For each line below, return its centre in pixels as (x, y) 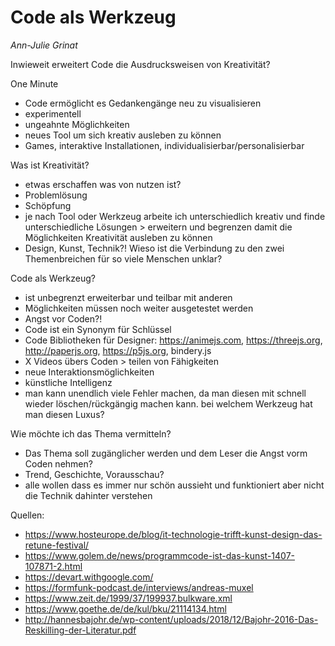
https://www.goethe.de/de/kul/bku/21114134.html (125, 608)
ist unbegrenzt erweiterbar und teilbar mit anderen (128, 297)
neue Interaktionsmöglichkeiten (89, 372)
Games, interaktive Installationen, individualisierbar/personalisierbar (164, 145)
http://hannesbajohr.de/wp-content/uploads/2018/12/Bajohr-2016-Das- (171, 619)
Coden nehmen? (58, 463)
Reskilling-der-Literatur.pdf (80, 630)
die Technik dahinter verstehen (88, 495)
